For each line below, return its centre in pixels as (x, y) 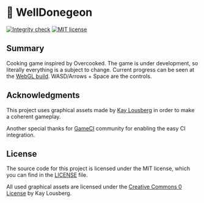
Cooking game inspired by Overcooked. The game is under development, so (102, 63)
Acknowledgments (43, 95)
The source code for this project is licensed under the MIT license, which (98, 169)
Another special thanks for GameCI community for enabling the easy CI (96, 128)
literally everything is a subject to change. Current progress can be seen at (100, 69)
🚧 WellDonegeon (49, 12)
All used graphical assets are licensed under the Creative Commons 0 (94, 187)
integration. (21, 135)
